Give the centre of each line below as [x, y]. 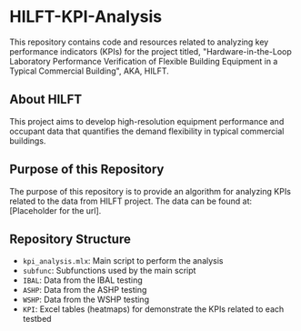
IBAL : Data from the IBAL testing [82, 280]
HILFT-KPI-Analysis [85, 17]
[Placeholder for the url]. [55, 210]
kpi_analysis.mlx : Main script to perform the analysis [123, 261]
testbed [37, 319]
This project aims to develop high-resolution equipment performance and [147, 121]
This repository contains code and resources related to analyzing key [139, 42]
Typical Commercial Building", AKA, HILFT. [90, 71]
